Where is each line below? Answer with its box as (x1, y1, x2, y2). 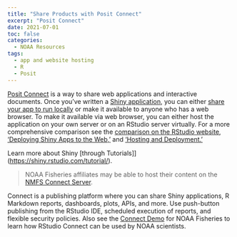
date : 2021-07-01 (7, 23, 59, 31)
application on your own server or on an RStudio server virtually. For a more (7, 120, 231, 128)
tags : (7, 51, 24, 58)
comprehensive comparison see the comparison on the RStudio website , (7, 127, 221, 136)
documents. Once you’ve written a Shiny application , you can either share (7, 97, 225, 105)
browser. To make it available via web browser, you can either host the (7, 112, 214, 121)
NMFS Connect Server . (24, 177, 93, 186)
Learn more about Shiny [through (7, 149, 106, 157)
